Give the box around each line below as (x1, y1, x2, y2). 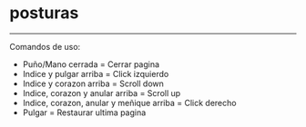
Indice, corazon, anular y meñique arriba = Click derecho (22, 97, 237, 108)
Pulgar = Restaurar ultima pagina (22, 107, 147, 118)
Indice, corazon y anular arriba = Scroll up (22, 87, 181, 98)
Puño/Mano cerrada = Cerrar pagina (22, 58, 160, 70)
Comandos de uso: (9, 41, 81, 52)
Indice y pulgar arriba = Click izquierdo (22, 68, 169, 79)
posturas (9, 3, 79, 24)
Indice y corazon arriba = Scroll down (22, 78, 164, 89)
